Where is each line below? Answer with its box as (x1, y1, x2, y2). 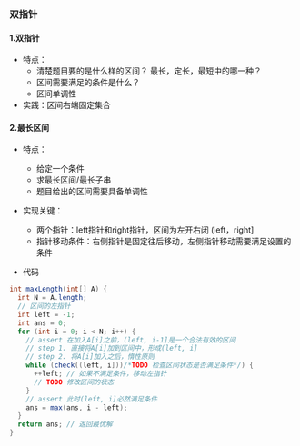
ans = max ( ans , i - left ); (25, 402, 128, 412)
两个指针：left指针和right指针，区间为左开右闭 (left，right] (35, 224, 255, 235)
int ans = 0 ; (17, 318, 67, 328)
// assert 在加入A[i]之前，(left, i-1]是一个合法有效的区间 (25, 335, 236, 344)
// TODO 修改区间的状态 (33, 377, 115, 387)
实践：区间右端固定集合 (22, 100, 111, 111)
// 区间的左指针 (17, 302, 71, 311)
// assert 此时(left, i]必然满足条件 (25, 394, 157, 403)
